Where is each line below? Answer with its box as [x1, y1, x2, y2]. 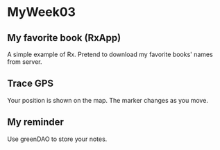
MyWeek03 [7, 4, 76, 20]
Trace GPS [7, 78, 54, 90]
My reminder [7, 116, 65, 128]
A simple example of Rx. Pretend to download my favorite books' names [7, 50, 213, 58]
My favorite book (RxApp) [7, 32, 121, 44]
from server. [7, 58, 43, 66]
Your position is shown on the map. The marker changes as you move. [7, 96, 208, 104]
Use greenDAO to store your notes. [7, 135, 108, 143]
